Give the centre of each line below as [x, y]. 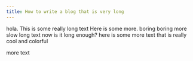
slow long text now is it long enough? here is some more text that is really [96, 35]
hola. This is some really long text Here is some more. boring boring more [96, 28]
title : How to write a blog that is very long [65, 12]
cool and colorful [27, 41]
